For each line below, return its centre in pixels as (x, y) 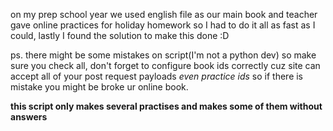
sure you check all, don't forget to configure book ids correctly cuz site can (165, 65)
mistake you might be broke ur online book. (99, 87)
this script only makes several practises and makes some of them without (166, 106)
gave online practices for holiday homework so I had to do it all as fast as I (163, 25)
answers (29, 117)
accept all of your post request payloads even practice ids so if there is (157, 76)
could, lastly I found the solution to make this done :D (120, 35)
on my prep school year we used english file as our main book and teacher (164, 14)
